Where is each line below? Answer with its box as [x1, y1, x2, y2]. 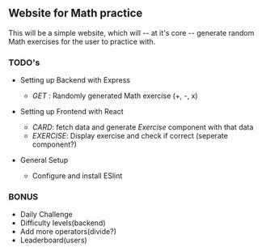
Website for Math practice [8, 6, 143, 20]
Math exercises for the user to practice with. [8, 36, 156, 46]
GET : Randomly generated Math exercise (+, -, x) [32, 91, 198, 100]
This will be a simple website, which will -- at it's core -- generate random [8, 28, 255, 37]
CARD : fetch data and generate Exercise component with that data [32, 122, 254, 132]
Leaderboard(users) [19, 235, 87, 246]
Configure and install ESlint [32, 171, 123, 181]
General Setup [19, 156, 69, 165]
